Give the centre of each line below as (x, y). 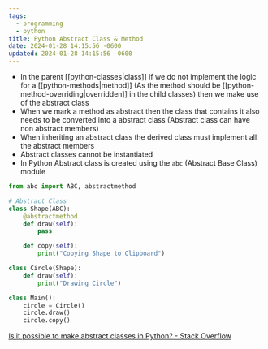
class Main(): (32, 298)
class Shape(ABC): (39, 209)
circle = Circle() (54, 305)
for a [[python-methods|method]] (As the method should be (120, 85)
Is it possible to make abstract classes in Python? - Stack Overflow (120, 336)
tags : (17, 16)
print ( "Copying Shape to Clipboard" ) (101, 254)
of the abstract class (54, 103)
